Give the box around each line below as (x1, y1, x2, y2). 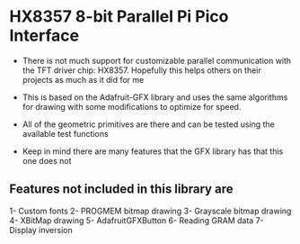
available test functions (22, 128, 110, 139)
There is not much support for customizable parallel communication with (22, 55, 292, 66)
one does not (22, 155, 72, 166)
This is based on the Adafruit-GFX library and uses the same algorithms (22, 92, 288, 103)
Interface (9, 25, 79, 46)
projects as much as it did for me (22, 74, 145, 85)
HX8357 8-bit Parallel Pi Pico (9, 6, 229, 27)
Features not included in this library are (9, 182, 234, 197)
